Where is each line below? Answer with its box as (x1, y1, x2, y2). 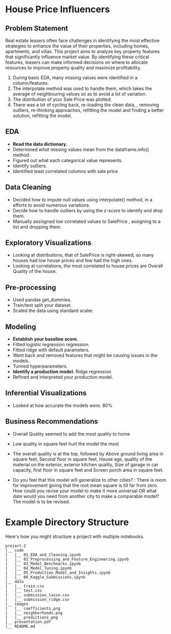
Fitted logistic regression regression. (12, 342, 90, 348)
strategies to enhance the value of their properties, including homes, (5, 43, 150, 49)
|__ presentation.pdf (5, 619, 52, 624)
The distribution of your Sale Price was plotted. (12, 96, 112, 102)
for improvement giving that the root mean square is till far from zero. (12, 482, 158, 488)
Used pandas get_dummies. (12, 297, 71, 303)
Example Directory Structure (5, 516, 129, 528)
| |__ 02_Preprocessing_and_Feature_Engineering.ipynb (5, 556, 129, 562)
